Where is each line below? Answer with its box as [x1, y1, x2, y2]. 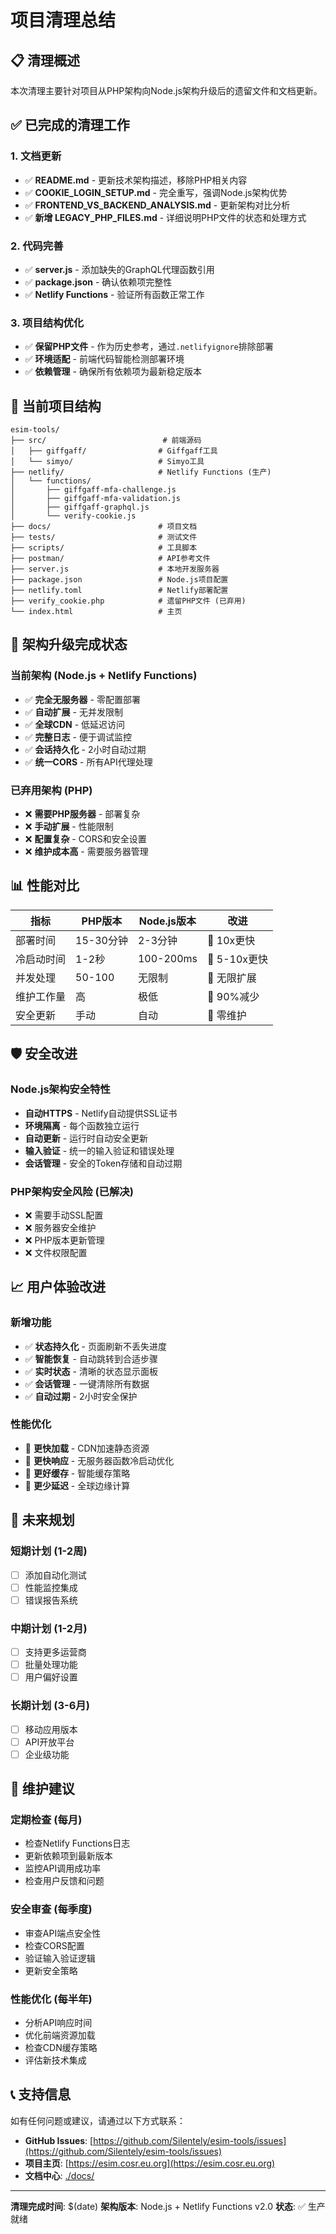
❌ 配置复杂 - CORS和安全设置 [24, 833, 147, 845]
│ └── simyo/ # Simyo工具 [10, 457, 205, 467]
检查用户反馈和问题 [24, 1875, 105, 1887]
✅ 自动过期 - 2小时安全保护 [24, 1390, 138, 1402]
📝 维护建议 [10, 1781, 75, 1798]
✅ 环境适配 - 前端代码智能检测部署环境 [24, 353, 185, 365]
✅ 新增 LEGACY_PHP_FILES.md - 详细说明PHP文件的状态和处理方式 [24, 211, 307, 223]
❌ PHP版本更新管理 [24, 1234, 105, 1246]
